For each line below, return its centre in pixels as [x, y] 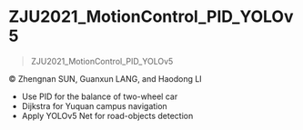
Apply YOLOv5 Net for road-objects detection [107, 115]
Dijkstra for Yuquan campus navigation [94, 105]
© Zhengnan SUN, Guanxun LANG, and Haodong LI [105, 78]
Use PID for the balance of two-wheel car [100, 96]
